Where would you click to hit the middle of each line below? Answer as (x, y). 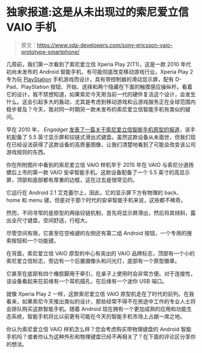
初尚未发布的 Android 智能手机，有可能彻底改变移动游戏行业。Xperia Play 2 (100, 71)
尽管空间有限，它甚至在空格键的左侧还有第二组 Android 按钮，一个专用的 (96, 233)
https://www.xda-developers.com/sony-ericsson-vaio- (105, 45)
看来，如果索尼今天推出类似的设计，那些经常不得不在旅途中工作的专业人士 (98, 301)
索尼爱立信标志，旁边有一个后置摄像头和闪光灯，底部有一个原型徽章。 (93, 261)
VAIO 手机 (31, 27)
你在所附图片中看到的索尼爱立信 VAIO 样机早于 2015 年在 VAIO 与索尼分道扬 (100, 164)
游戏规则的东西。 (27, 152)
